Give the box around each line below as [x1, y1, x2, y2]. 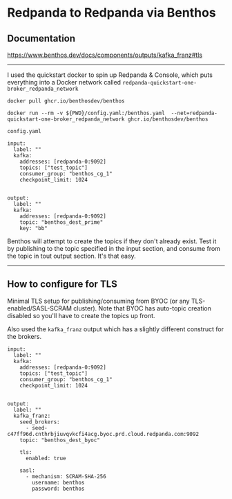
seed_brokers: [19, 418, 60, 426]
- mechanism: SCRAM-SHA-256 [25, 473, 107, 480]
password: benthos [32, 485, 85, 492]
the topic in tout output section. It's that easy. [7, 252, 136, 260]
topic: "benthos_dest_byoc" [19, 437, 100, 444]
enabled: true [25, 455, 67, 462]
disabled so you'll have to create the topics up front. [7, 311, 155, 319]
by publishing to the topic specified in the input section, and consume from [7, 245, 221, 252]
